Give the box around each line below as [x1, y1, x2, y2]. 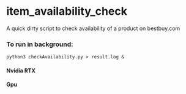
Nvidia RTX [6, 66, 35, 74]
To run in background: [6, 40, 73, 49]
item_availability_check [6, 4, 127, 18]
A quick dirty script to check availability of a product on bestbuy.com [6, 25, 180, 32]
